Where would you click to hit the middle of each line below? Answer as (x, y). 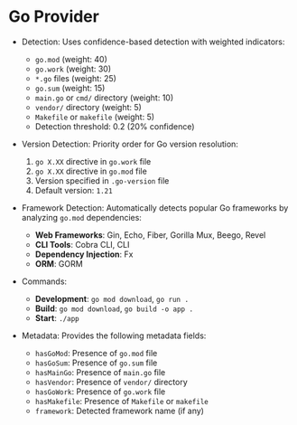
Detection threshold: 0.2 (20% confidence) (115, 126)
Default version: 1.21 (74, 190)
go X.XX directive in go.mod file (91, 171)
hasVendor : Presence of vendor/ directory (111, 382)
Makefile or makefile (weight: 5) (95, 117)
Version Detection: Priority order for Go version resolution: (130, 144)
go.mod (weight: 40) (71, 59)
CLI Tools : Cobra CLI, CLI (82, 244)
